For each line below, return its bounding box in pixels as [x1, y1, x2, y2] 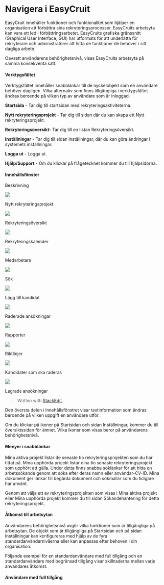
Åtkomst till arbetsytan [5, 511, 53, 518]
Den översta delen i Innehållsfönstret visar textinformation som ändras [5, 407, 147, 413]
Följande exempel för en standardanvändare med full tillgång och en [5, 553, 142, 559]
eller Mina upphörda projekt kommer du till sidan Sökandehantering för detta [5, 495, 159, 501]
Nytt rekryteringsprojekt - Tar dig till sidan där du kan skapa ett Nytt [5, 112, 144, 118]
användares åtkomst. [5, 563, 47, 569]
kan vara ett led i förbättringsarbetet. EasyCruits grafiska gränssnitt [5, 30, 141, 36]
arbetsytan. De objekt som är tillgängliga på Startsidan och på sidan [5, 528, 142, 534]
